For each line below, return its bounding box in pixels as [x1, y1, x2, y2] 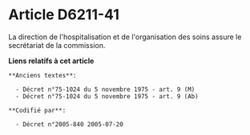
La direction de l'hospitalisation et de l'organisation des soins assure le [8, 32, 242, 42]
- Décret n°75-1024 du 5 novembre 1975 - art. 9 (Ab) [15, 92, 199, 101]
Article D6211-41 [8, 6, 120, 24]
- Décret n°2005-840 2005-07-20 [15, 120, 124, 129]
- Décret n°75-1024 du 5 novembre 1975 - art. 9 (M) [15, 85, 196, 93]
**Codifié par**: [8, 106, 67, 114]
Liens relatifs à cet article [8, 56, 95, 66]
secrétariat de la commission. [8, 40, 106, 50]
